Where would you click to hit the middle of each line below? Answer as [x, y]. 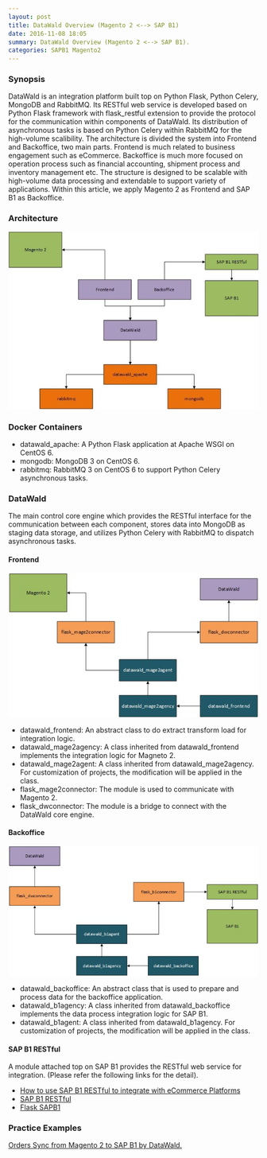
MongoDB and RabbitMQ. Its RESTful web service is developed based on [128, 105]
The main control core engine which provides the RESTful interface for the [130, 516]
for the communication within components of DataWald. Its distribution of [128, 122]
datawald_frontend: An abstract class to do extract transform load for [133, 730]
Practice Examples [45, 1128]
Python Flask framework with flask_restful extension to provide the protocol [132, 113]
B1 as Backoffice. [37, 198]
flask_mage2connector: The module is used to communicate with [127, 789]
